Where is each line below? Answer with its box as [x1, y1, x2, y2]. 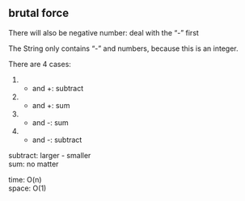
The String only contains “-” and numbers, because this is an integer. [8, 44, 239, 53]
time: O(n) [8, 174, 42, 184]
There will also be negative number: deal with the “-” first [8, 27, 200, 37]
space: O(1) [8, 183, 47, 193]
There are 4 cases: [8, 59, 71, 69]
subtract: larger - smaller [8, 150, 91, 160]
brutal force [8, 6, 70, 20]
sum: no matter [8, 159, 59, 169]
